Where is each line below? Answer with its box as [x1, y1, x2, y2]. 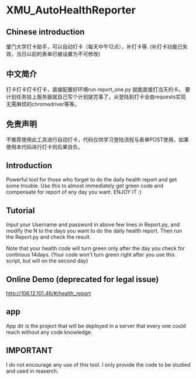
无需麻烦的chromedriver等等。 [6, 100, 80, 107]
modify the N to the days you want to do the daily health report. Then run [6, 227, 183, 234]
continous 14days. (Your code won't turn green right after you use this [6, 251, 176, 258]
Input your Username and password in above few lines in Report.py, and [6, 221, 180, 228]
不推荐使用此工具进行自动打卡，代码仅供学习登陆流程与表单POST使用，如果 [6, 136, 189, 143]
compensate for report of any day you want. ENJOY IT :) [6, 189, 142, 196]
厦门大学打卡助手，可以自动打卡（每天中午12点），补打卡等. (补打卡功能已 [6, 43, 183, 50]
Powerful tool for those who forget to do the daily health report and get [6, 176, 177, 183]
